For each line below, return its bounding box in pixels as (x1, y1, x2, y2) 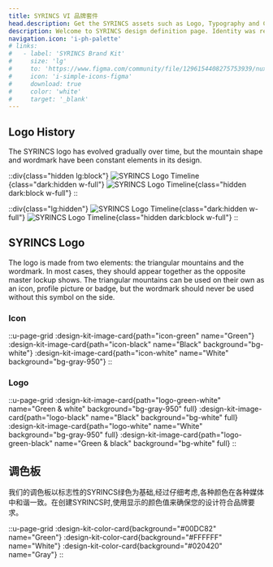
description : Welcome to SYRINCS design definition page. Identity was (8, 27, 256, 35)
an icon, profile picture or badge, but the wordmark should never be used (8, 283, 254, 293)
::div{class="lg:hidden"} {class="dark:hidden (8, 204, 248, 214)
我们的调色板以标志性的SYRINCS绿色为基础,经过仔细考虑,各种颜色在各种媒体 (8, 487, 265, 497)
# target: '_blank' (8, 95, 89, 103)
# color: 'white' (8, 87, 82, 96)
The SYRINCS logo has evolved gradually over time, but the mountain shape (8, 147, 263, 157)
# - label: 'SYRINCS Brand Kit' (8, 50, 126, 58)
